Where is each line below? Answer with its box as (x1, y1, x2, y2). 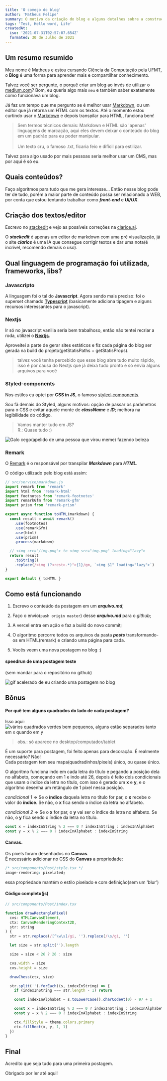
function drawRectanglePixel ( (5, 911, 68, 916)
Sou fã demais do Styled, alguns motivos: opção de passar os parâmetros (5, 401, 157, 407)
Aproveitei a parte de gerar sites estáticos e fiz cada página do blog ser (5, 342, 152, 348)
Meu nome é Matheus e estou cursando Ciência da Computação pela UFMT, (5, 67, 162, 73)
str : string (9, 925, 35, 929)
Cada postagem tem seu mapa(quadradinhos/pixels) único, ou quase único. (5, 759, 161, 765)
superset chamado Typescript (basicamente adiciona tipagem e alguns (5, 299, 152, 304)
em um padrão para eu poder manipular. (17, 133, 100, 139)
